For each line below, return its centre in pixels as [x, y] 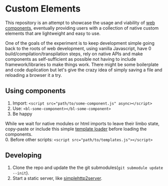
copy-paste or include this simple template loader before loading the [76, 129]
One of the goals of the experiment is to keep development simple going [80, 43]
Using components [36, 91]
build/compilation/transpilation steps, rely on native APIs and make [74, 54]
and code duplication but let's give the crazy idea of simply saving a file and [84, 70]
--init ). [21, 173]
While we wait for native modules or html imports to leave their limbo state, [82, 123]
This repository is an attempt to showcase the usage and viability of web [80, 23]
